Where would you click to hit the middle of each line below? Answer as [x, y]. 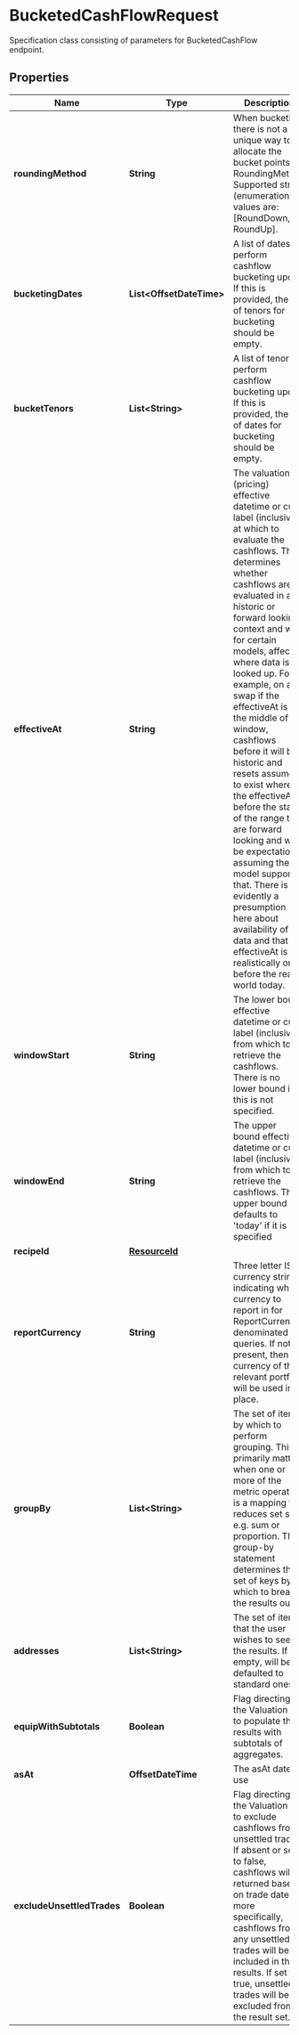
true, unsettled [263, 1983]
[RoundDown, [262, 217]
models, [250, 651]
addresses [36, 1650]
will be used [258, 1388]
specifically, [258, 1917]
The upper [255, 1125]
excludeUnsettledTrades [67, 1905]
